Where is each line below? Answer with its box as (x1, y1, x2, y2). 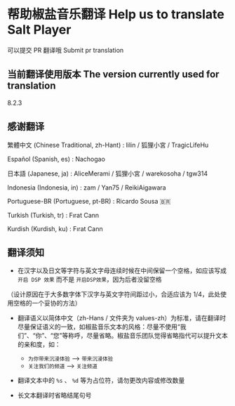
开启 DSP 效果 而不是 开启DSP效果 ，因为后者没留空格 (17, 275, 163, 284)
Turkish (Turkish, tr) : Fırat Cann (7, 211, 100, 219)
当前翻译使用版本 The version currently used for (7, 68, 220, 81)
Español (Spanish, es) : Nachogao (7, 155, 105, 163)
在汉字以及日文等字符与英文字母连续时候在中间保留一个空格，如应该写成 (17, 266, 227, 275)
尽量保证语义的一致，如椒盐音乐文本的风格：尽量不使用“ (17, 322, 180, 331)
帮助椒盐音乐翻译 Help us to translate (7, 6, 224, 22)
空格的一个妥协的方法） (13, 299, 81, 308)
